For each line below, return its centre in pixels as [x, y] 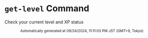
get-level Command [47, 9]
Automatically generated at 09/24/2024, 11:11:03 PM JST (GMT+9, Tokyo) [82, 31]
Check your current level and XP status [44, 22]
